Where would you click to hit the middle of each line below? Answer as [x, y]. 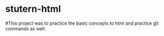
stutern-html [33, 9]
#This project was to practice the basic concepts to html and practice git [82, 23]
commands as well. [26, 28]
